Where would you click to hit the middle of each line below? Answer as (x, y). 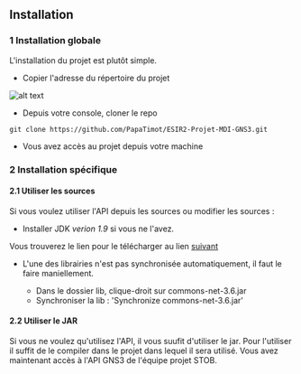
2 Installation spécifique (64, 169)
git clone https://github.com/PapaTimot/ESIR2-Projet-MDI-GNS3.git (139, 129)
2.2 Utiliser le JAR (44, 321)
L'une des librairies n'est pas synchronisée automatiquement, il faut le (152, 263)
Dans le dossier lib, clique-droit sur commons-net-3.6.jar (141, 290)
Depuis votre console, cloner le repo (90, 113)
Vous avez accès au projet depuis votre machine (113, 146)
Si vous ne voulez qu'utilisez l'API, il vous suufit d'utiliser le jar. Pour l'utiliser (150, 341)
